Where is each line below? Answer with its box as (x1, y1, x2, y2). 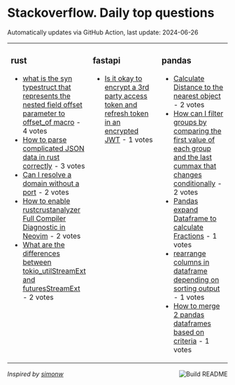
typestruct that (22, 82, 71, 92)
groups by (173, 117, 207, 127)
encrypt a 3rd (104, 82, 150, 92)
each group (173, 143, 212, 153)
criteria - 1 (173, 336, 210, 346)
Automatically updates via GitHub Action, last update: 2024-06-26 (7, 28, 199, 36)
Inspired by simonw (7, 370, 64, 378)
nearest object (173, 91, 222, 101)
